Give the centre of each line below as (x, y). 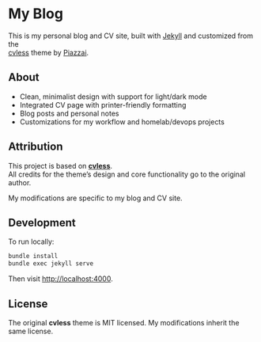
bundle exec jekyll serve (51, 264)
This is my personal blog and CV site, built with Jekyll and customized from (130, 36)
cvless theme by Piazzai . (49, 52)
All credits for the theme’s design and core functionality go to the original (127, 174)
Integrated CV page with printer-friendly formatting (103, 104)
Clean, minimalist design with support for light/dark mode (113, 97)
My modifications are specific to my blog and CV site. (96, 198)
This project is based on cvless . (61, 165)
